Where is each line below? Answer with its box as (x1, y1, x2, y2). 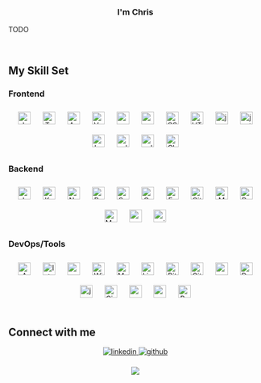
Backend (8, 163, 44, 174)
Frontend (8, 88, 45, 99)
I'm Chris (117, 6, 154, 18)
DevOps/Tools (8, 239, 66, 250)
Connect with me (8, 325, 97, 339)
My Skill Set (8, 64, 69, 77)
